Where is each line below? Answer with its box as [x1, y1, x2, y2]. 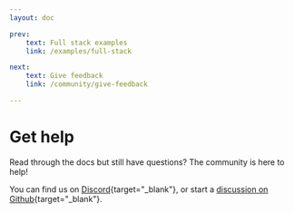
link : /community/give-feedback [25, 80, 148, 89]
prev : [9, 29, 30, 39]
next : [9, 63, 30, 73]
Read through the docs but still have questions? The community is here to [9, 156, 285, 168]
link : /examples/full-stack [25, 46, 132, 55]
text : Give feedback [25, 72, 103, 81]
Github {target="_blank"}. [9, 193, 103, 204]
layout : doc [9, 13, 54, 23]
